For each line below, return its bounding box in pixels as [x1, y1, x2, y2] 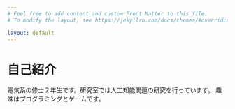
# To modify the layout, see [7, 17, 92, 24]
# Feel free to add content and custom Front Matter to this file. [7, 10, 208, 17]
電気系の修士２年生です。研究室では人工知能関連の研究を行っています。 [7, 86, 215, 94]
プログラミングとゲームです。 [19, 95, 105, 103]
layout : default [7, 29, 55, 36]
